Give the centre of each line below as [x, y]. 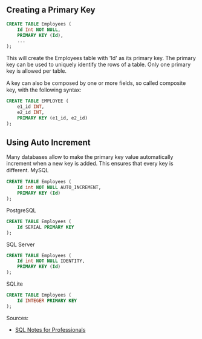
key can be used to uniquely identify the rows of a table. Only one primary [99, 65]
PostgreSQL [21, 210]
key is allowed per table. [37, 71]
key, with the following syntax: [44, 90]
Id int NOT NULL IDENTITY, [51, 261]
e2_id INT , [31, 112]
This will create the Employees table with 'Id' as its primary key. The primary [101, 58]
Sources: [18, 318]
